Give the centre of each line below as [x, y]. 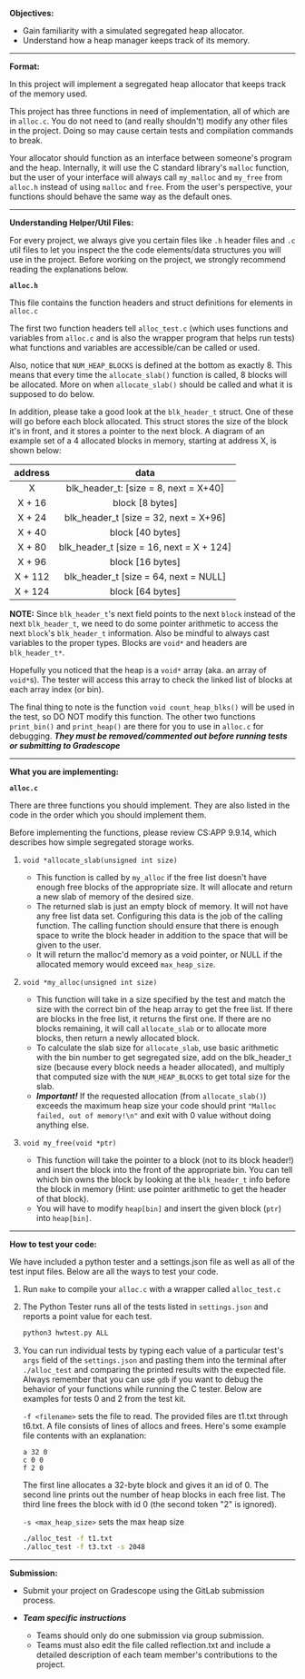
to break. [26, 140]
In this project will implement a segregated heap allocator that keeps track [148, 84]
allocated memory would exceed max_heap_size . [126, 964]
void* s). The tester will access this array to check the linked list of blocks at [151, 680]
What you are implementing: [64, 772]
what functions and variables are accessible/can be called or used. [135, 348]
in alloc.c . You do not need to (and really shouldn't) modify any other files [149, 121]
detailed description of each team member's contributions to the [157, 1654]
